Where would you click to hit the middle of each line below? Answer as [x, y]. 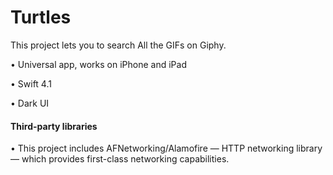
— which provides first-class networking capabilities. [120, 159]
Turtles [41, 17]
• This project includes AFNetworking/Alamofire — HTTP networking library [166, 148]
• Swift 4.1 [31, 83]
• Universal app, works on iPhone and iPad [98, 64]
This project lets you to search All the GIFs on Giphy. [118, 45]
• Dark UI [30, 103]
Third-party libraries [54, 126]
